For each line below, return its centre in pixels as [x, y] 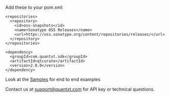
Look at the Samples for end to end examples [53, 79]
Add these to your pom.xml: [34, 7]
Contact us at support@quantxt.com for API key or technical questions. [80, 89]
